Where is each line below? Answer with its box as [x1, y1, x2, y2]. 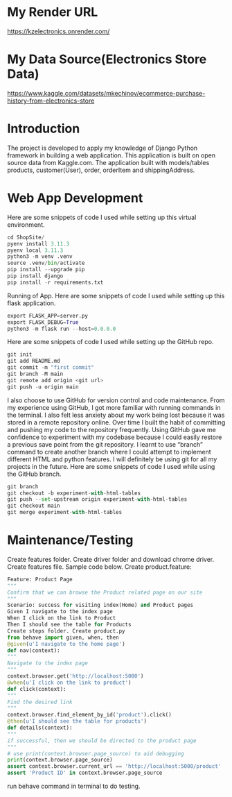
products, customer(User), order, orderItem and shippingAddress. [7, 166, 195, 174]
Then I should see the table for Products [7, 622, 132, 628]
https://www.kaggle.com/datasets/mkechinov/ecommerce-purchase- [7, 89, 206, 97]
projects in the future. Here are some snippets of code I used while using [7, 462, 215, 470]
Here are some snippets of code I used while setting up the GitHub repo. [7, 338, 214, 346]
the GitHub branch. [7, 470, 62, 478]
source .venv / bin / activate [7, 259, 85, 267]
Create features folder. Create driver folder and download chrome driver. [7, 555, 215, 563]
